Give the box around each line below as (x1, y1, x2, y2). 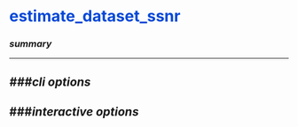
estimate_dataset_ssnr (9, 6, 181, 26)
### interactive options (9, 104, 139, 120)
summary (9, 38, 52, 50)
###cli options (9, 74, 91, 89)
